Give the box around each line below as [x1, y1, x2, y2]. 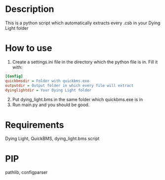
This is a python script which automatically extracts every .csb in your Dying [5, 20, 161, 26]
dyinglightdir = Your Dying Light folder [5, 88, 92, 93]
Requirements [5, 119, 64, 130]
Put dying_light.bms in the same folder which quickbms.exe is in [12, 97, 143, 103]
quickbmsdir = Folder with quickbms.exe [5, 78, 90, 83]
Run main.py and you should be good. [12, 102, 90, 108]
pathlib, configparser [5, 170, 48, 176]
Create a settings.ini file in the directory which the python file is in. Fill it [12, 59, 158, 65]
